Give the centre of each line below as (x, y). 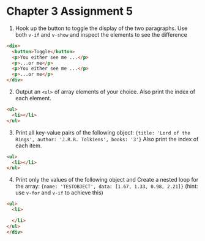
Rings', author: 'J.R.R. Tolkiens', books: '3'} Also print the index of (107, 139)
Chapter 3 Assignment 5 (70, 11)
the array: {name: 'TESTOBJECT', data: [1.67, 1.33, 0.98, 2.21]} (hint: (106, 186)
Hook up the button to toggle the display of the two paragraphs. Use (101, 28)
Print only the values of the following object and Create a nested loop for (107, 180)
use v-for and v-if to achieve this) (59, 193)
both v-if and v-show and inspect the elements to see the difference (101, 34)
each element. (33, 98)
